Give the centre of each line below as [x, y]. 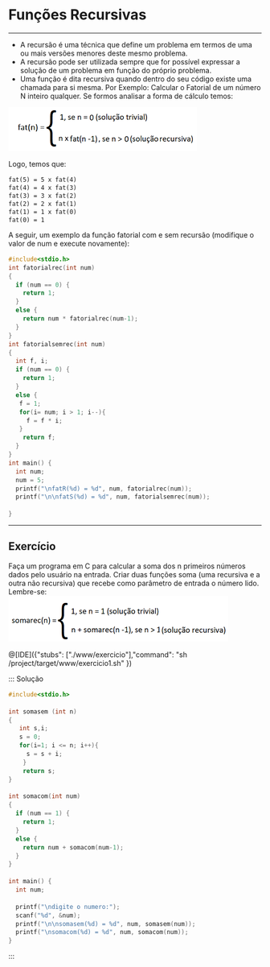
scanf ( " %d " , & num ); [48, 915]
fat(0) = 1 [27, 220]
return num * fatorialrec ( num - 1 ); [80, 319]
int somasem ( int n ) [43, 711]
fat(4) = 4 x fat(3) [43, 188]
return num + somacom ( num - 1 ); [74, 847]
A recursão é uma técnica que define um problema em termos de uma [136, 44]
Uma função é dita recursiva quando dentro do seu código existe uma [135, 79]
